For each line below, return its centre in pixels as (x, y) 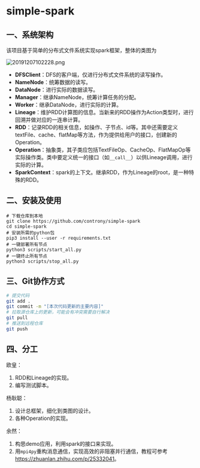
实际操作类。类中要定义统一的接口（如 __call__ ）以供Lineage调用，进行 (104, 157)
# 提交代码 (18, 296)
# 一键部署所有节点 (27, 245)
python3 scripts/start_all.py (44, 250)
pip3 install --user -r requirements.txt (59, 238)
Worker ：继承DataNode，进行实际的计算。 (68, 105)
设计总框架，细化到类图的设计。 (54, 410)
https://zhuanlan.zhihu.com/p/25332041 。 (67, 458)
